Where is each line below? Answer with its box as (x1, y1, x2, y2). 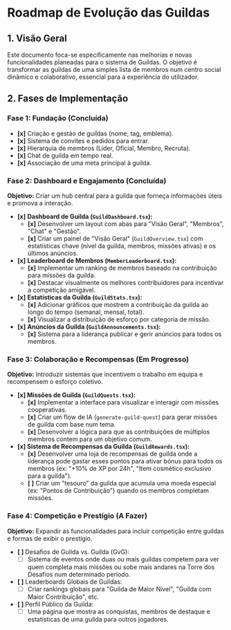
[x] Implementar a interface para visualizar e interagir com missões (27, 398, 219, 407)
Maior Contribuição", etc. (27, 593, 99, 601)
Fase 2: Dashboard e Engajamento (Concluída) (7, 176, 167, 185)
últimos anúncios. (27, 249, 78, 257)
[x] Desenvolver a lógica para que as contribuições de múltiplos (27, 427, 210, 436)
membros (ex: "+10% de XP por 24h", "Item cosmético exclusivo (27, 465, 212, 473)
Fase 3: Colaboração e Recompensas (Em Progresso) (7, 354, 189, 364)
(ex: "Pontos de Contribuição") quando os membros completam (27, 486, 210, 495)
